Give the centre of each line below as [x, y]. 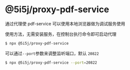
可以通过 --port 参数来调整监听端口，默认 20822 [52, 53]
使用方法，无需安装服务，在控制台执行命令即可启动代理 [61, 34]
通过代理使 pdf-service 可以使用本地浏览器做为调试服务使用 [65, 23]
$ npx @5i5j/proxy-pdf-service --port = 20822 [51, 63]
